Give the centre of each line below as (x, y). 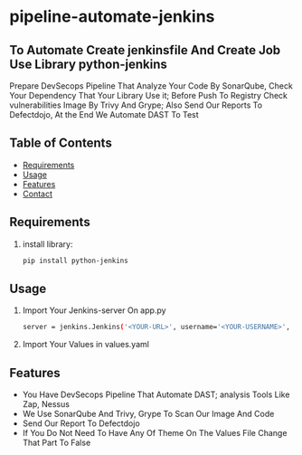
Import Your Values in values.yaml (85, 345)
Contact (37, 194)
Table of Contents (61, 143)
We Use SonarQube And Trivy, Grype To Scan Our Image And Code (148, 414)
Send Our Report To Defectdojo (81, 423)
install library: (47, 244)
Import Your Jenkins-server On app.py (94, 310)
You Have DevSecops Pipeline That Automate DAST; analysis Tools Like (156, 394)
